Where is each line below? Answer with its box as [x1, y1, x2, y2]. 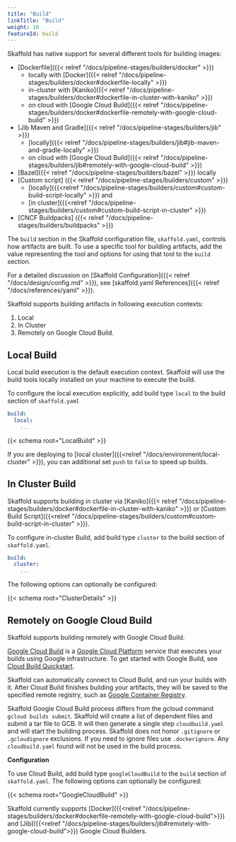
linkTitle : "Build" [7, 17, 65, 24]
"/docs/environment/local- [143, 450, 220, 459]
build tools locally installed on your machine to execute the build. [7, 376, 196, 384]
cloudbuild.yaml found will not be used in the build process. [7, 742, 182, 750]
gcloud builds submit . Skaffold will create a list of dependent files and [7, 712, 213, 720]
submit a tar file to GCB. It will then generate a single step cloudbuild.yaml [7, 719, 224, 727]
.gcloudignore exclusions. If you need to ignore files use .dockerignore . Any [7, 734, 230, 743]
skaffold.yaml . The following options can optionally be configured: [7, 776, 203, 785]
